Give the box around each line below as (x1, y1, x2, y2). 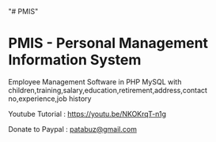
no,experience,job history (8, 94, 92, 103)
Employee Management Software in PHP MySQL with (8, 77, 182, 86)
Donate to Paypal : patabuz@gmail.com (8, 124, 137, 133)
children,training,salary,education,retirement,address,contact (8, 85, 208, 95)
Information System (8, 51, 142, 69)
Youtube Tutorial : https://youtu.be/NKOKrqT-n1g (8, 109, 167, 118)
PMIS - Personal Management (8, 35, 208, 52)
